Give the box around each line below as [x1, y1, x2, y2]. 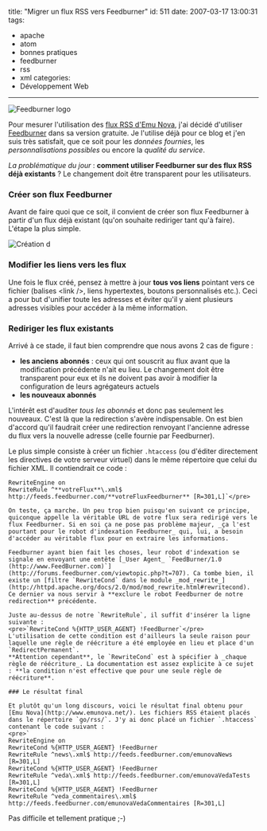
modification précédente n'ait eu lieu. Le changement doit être [19, 364, 225, 374]
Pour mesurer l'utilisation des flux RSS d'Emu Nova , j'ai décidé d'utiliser [8, 120, 243, 129]
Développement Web [19, 81, 89, 91]
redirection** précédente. [8, 597, 98, 605]
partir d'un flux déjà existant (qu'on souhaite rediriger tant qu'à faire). [8, 215, 235, 225]
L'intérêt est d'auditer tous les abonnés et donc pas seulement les [8, 406, 224, 415]
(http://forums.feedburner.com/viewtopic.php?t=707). [8, 569, 191, 577]
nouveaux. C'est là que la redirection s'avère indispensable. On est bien [8, 414, 244, 423]
